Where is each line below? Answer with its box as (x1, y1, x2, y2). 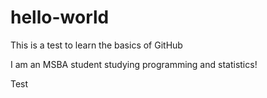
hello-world (10, 6, 110, 29)
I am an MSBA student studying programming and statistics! (10, 58, 258, 70)
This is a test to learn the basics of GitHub (10, 39, 183, 51)
